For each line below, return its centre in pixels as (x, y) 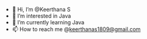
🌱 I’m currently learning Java (48, 22)
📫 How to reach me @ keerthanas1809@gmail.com (76, 29)
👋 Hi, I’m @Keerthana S (41, 9)
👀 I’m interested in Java (41, 16)
